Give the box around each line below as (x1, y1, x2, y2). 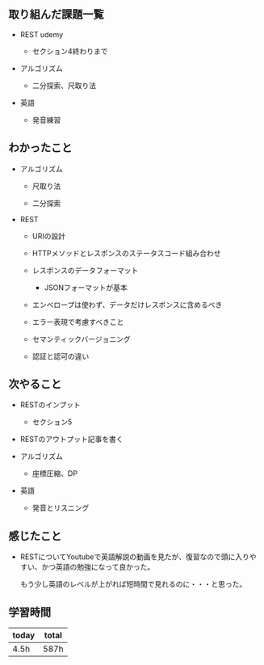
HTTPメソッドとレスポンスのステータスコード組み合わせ (31, 248, 221, 258)
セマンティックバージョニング (31, 334, 131, 343)
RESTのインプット (19, 400, 81, 410)
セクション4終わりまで (31, 46, 108, 56)
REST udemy (19, 29, 64, 39)
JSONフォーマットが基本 (44, 282, 128, 293)
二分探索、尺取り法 (31, 80, 97, 90)
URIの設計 (31, 231, 66, 241)
